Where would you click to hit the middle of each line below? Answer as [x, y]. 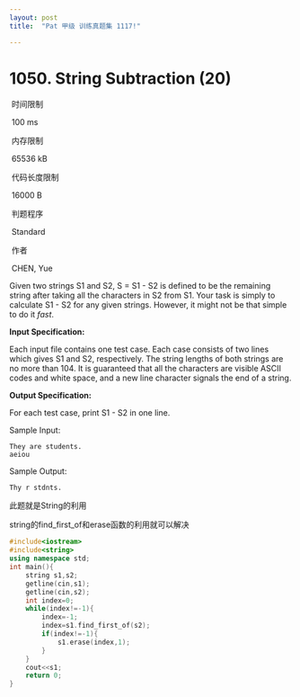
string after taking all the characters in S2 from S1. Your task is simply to [142, 295]
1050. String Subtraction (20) [120, 78]
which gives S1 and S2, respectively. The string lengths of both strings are [146, 359]
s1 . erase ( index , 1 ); [93, 642]
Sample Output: [38, 471]
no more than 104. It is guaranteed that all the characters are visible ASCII [145, 369]
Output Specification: [50, 396]
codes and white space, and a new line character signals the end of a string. [150, 378]
